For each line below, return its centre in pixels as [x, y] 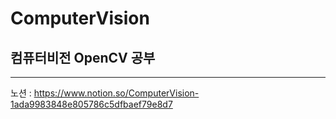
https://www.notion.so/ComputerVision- [116, 93]
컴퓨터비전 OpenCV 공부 [83, 57]
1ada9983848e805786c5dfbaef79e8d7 [91, 104]
